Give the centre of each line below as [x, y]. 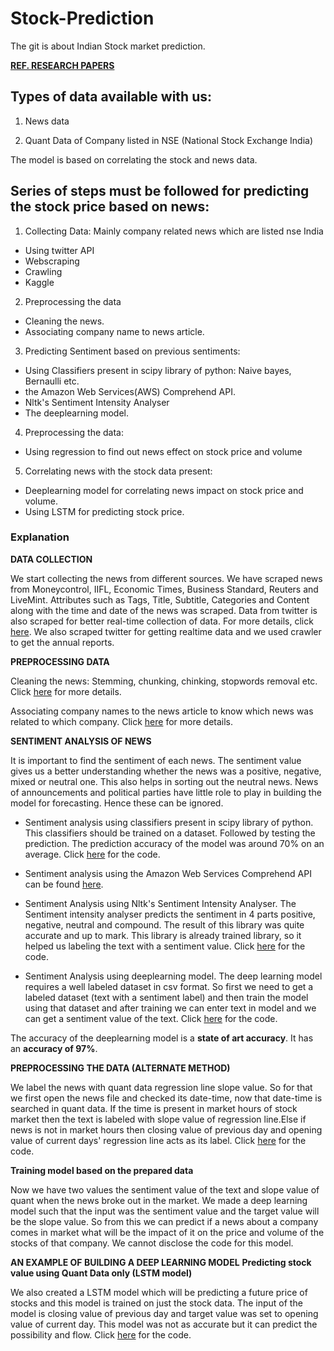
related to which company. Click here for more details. [122, 721]
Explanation [40, 537]
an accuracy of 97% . [54, 1048]
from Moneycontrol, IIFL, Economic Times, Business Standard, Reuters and [164, 589]
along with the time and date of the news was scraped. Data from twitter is [164, 610]
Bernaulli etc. [52, 381]
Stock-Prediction [82, 18]
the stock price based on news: [110, 207]
